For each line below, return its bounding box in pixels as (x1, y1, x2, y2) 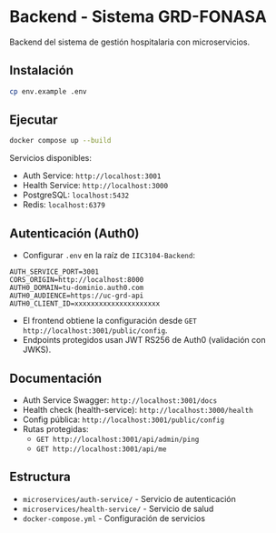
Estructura (9, 469, 71, 485)
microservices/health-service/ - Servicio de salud (22, 503, 214, 514)
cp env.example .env (9, 86, 88, 96)
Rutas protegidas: (22, 423, 89, 434)
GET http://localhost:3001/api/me (35, 444, 167, 454)
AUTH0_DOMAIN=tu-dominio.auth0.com (9, 284, 144, 293)
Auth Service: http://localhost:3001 (22, 170, 162, 181)
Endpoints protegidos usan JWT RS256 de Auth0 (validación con (22, 335, 266, 346)
